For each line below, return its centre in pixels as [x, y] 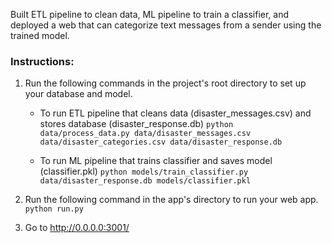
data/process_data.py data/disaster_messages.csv [145, 134]
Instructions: [42, 61]
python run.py [54, 209]
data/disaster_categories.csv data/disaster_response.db [161, 142]
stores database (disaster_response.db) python [136, 124]
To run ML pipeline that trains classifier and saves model [156, 161]
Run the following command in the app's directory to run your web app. [171, 200]
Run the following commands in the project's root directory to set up [165, 83]
